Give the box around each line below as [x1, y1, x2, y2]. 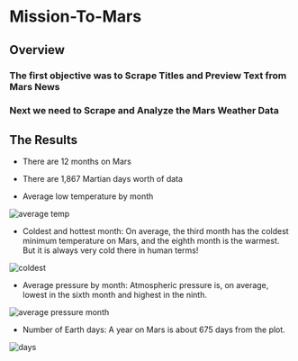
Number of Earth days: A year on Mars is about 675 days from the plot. [22, 324, 285, 335]
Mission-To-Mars [9, 6, 142, 27]
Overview [9, 42, 66, 58]
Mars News [9, 80, 60, 93]
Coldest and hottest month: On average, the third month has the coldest [22, 226, 290, 237]
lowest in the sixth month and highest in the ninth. [22, 290, 208, 301]
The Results [9, 132, 78, 148]
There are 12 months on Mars [22, 156, 132, 167]
